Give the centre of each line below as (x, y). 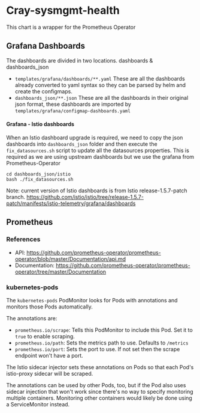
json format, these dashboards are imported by (73, 104)
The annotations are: (32, 318)
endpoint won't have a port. (49, 355)
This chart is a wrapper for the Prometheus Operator (71, 27)
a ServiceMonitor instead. (38, 404)
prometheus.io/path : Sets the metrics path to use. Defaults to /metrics (101, 343)
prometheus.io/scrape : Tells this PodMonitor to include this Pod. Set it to (104, 330)
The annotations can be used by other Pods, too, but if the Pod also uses (96, 385)
